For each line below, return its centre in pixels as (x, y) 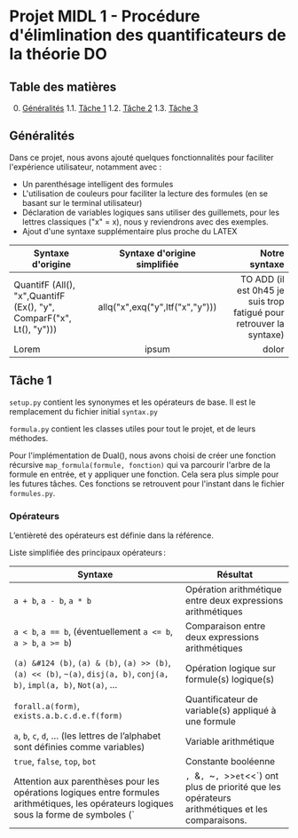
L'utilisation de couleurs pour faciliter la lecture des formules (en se (145, 194)
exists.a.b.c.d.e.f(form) (68, 715)
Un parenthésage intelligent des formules (98, 184)
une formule (211, 721)
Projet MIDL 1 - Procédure (105, 16)
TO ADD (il (263, 279)
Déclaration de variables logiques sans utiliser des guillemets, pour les (151, 212)
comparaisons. (216, 820)
